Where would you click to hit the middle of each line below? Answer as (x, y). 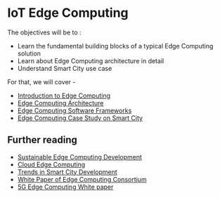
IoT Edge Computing (68, 13)
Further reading (42, 140)
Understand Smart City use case (65, 68)
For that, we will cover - (41, 81)
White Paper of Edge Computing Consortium (82, 179)
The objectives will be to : (45, 32)
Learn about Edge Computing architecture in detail (91, 60)
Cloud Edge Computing (51, 164)
